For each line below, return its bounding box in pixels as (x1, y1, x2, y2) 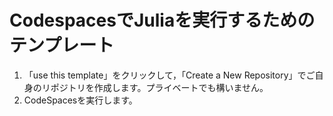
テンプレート (9, 34, 115, 57)
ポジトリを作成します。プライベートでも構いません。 (50, 81, 269, 93)
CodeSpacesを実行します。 (23, 94, 138, 106)
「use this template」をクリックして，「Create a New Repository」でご (23, 69, 316, 81)
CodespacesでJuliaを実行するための (9, 9, 316, 32)
